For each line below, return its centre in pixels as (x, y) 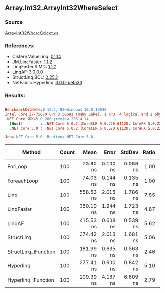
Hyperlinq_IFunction (31, 280)
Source (14, 22)
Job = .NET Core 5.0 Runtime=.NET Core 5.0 (49, 137)
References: (20, 45)
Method (31, 152)
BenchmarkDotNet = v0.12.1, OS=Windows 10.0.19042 (56, 110)
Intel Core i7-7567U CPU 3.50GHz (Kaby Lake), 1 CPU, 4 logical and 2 (79, 114)
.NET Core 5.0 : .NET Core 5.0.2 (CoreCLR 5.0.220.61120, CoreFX (78, 128)
